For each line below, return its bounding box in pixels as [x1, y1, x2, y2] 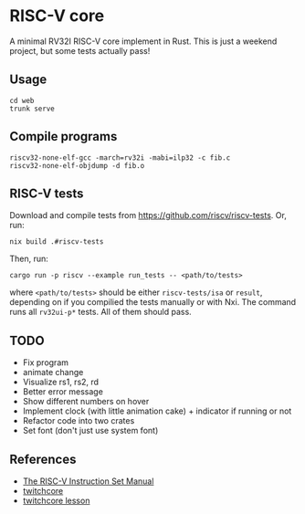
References [9, 451, 77, 467]
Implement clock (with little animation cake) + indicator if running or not [22, 405, 292, 416]
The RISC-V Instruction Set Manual [22, 476, 154, 487]
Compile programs [9, 129, 118, 144]
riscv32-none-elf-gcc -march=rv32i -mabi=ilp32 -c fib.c [9, 152, 231, 163]
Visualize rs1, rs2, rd [22, 376, 99, 388]
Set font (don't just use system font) [22, 425, 159, 436]
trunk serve [9, 104, 55, 113]
